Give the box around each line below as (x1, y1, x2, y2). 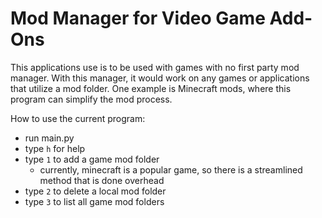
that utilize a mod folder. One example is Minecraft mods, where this (10, 82, 292, 94)
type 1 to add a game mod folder (24, 153, 160, 165)
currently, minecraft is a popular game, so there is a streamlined (39, 163, 303, 176)
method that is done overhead (39, 174, 165, 186)
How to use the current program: (10, 112, 146, 124)
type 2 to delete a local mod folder (24, 185, 167, 197)
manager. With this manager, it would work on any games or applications (10, 72, 310, 84)
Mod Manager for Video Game (10, 7, 266, 30)
